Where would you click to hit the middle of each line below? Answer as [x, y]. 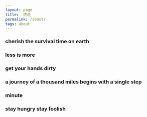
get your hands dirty [31, 68]
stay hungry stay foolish [36, 108]
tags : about [18, 24]
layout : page [19, 10]
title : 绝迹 [18, 15]
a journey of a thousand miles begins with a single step [73, 82]
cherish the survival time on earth [47, 42]
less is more [20, 55]
